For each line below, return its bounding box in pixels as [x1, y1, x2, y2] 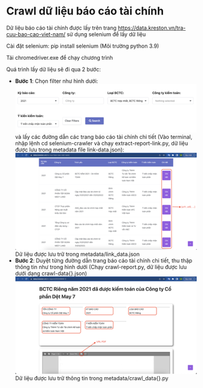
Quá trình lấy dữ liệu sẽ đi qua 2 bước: [6, 65, 101, 73]
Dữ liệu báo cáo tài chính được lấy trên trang [6, 24, 117, 31]
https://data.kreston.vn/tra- [117, 24, 186, 31]
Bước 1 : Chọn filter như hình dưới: [14, 77, 98, 84]
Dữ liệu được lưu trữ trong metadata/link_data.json [14, 250, 140, 258]
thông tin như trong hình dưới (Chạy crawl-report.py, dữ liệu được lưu [14, 263, 187, 270]
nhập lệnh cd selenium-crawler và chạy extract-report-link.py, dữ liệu [14, 139, 188, 147]
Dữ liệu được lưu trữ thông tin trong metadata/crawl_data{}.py [14, 374, 169, 381]
